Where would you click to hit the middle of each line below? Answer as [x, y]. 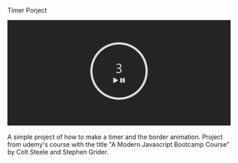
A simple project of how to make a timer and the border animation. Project [115, 137]
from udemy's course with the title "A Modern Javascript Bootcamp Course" [119, 144]
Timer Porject [27, 10]
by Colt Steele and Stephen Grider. [58, 152]
